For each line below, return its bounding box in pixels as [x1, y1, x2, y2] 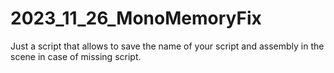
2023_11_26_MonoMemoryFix [10, 7, 262, 30]
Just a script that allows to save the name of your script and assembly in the [10, 40, 325, 52]
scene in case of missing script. [10, 50, 142, 62]
